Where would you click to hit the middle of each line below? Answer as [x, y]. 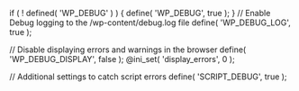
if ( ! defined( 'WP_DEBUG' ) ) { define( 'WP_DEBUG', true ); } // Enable [140, 13]
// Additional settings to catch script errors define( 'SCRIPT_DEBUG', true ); [148, 77]
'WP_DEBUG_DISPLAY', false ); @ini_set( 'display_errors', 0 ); [122, 59]
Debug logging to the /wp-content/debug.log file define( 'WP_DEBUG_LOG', [150, 23]
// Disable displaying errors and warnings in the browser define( [128, 50]
